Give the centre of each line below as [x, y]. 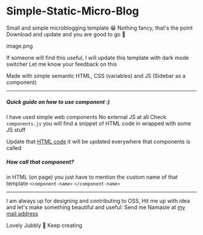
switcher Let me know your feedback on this [62, 64]
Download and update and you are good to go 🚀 [66, 34]
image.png [20, 46]
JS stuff [16, 130]
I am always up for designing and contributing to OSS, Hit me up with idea [98, 201]
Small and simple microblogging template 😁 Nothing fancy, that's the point [100, 28]
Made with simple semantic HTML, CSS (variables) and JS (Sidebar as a [96, 76]
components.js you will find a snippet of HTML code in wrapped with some [99, 123]
